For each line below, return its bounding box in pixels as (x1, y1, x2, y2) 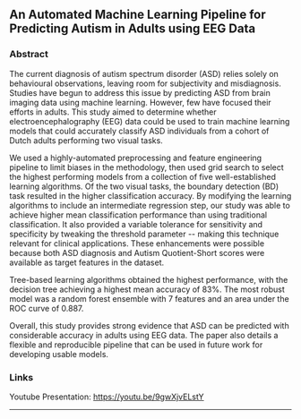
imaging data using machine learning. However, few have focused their (9, 97, 271, 107)
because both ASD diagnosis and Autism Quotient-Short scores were (9, 247, 265, 258)
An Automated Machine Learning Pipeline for (9, 7, 266, 22)
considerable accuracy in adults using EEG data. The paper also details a (9, 329, 279, 340)
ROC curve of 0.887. (9, 303, 84, 313)
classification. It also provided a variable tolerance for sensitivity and (9, 218, 262, 229)
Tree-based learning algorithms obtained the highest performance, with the (9, 274, 288, 285)
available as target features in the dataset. (9, 257, 165, 268)
